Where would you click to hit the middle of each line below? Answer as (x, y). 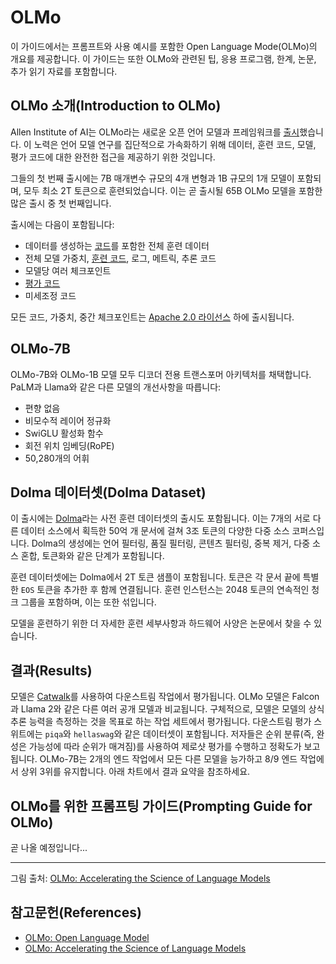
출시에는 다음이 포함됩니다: (62, 224)
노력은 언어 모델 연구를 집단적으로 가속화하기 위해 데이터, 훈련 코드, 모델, (175, 144)
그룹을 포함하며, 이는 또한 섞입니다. (88, 602)
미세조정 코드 (50, 295)
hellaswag (94, 735)
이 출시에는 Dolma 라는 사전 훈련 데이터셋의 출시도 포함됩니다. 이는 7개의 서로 (160, 518)
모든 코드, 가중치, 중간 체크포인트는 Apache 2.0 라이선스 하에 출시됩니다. (152, 317)
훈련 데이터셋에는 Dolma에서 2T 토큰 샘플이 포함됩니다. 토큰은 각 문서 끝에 (155, 577)
